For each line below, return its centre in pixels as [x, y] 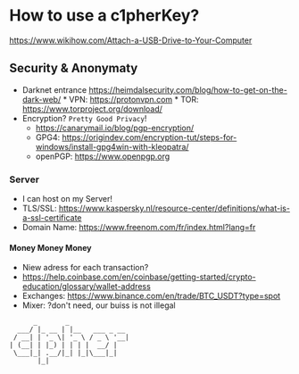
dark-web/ [42, 99]
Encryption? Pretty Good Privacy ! [84, 118]
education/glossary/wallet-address [87, 287]
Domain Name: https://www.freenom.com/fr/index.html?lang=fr [139, 228]
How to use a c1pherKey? [104, 16]
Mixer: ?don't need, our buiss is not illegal [99, 305]
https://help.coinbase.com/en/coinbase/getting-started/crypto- [139, 277]
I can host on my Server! [67, 199]
